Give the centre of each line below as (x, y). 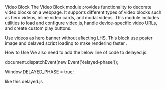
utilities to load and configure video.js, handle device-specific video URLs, (81, 23)
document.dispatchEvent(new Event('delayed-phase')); (62, 62)
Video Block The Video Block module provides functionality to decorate (78, 7)
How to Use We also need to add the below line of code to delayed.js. (76, 52)
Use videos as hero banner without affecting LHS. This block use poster (79, 38)
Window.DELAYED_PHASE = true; (40, 72)
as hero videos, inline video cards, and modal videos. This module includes (82, 18)
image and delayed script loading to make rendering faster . (66, 43)
